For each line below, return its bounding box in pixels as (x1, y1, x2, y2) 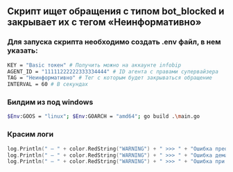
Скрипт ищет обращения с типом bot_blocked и (7, 6, 225, 17)
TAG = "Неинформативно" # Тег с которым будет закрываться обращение (7, 74, 213, 82)
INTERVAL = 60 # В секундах (7, 81, 89, 88)
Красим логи (7, 130, 54, 139)
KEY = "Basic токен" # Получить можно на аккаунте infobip (7, 62, 182, 69)
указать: (7, 46, 38, 55)
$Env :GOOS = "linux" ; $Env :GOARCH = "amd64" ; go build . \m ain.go (7, 113, 200, 120)
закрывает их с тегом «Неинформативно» (7, 17, 202, 28)
